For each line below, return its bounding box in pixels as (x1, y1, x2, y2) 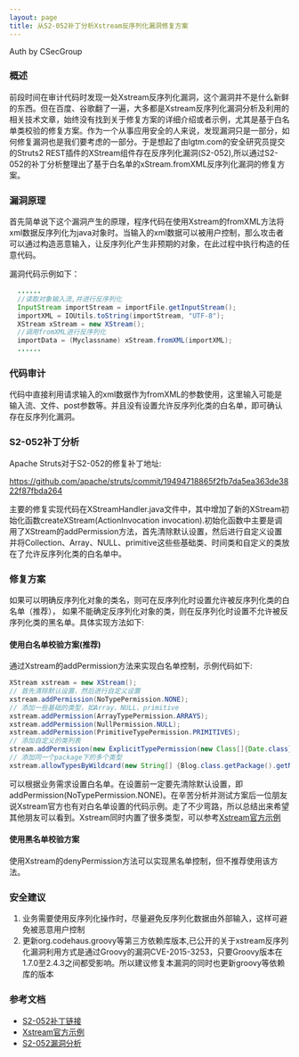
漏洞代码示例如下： (9, 268, 80, 279)
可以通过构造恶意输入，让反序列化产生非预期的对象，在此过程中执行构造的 (9, 238, 282, 250)
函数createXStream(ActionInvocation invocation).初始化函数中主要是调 (24, 515, 283, 525)
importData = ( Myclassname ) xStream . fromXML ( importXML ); (17, 336, 233, 345)
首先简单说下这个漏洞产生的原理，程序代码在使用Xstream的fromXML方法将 (9, 216, 285, 227)
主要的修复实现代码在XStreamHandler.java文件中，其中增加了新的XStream (9, 503, 282, 514)
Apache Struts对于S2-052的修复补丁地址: (9, 458, 162, 468)
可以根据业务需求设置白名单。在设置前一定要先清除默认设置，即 (9, 778, 243, 789)
